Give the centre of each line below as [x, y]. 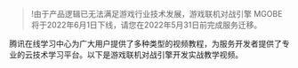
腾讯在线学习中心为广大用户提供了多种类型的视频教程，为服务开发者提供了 [145, 44]
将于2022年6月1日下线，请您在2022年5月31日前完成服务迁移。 [146, 25]
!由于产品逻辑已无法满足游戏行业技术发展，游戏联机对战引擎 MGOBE [157, 14]
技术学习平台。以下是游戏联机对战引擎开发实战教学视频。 [137, 55]
